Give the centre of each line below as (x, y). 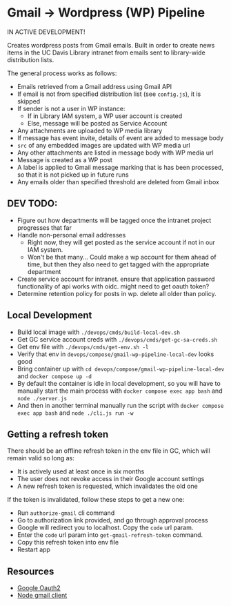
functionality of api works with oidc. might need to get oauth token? (113, 286)
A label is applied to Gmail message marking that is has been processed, (120, 167)
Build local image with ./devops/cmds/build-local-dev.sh (99, 332)
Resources (31, 571)
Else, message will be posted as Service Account (97, 123)
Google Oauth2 (39, 588)
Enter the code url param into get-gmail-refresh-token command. (110, 535)
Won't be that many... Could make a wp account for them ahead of (122, 257)
